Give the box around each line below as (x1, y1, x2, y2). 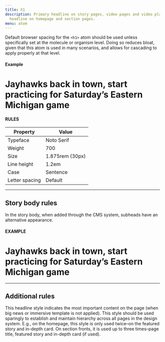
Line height (7, 161, 33, 168)
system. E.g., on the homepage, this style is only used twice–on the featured (5, 321, 160, 327)
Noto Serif (46, 137, 70, 144)
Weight (7, 145, 24, 152)
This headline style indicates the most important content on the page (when (5, 305, 159, 311)
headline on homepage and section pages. (9, 16, 96, 21)
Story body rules (5, 199, 57, 207)
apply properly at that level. (5, 50, 60, 56)
